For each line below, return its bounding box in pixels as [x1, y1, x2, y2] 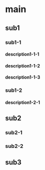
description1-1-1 [5, 51, 39, 58]
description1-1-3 [5, 74, 40, 80]
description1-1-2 [5, 63, 40, 69]
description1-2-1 [5, 99, 40, 105]
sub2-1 [5, 129, 22, 136]
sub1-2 [5, 87, 22, 94]
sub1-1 [5, 39, 21, 46]
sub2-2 [5, 143, 23, 150]
